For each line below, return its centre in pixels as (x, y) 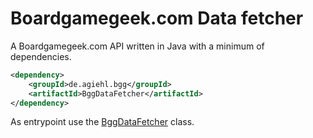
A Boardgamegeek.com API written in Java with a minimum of (137, 46)
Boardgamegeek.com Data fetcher (157, 18)
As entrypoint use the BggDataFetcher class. (102, 122)
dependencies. (41, 56)
